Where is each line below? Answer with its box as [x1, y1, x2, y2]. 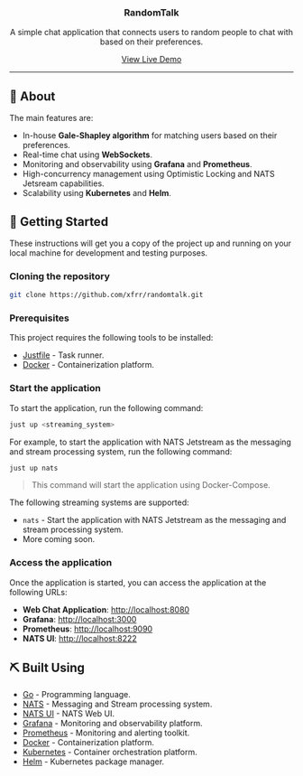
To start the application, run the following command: [9, 402, 204, 413]
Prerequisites [9, 312, 69, 324]
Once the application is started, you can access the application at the [9, 576, 267, 588]
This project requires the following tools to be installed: [9, 332, 214, 343]
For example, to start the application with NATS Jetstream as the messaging [9, 436, 291, 447]
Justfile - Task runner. [22, 350, 105, 360]
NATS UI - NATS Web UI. [22, 707, 115, 719]
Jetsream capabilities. [22, 178, 106, 189]
